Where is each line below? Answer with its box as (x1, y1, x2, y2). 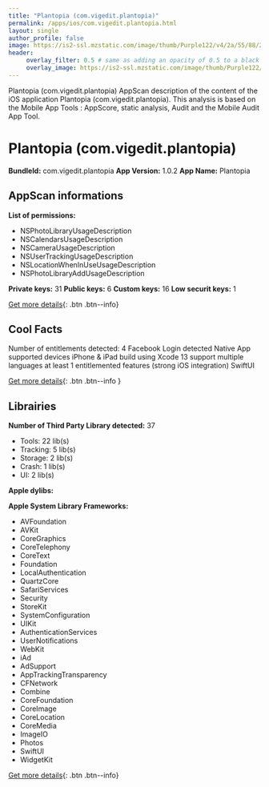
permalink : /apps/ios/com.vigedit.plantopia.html (8, 19, 178, 27)
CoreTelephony (19, 542, 70, 552)
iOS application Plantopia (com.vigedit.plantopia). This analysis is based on (8, 94, 256, 104)
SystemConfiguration (19, 610, 90, 620)
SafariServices (19, 585, 69, 595)
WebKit (19, 644, 45, 654)
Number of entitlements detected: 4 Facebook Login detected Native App (8, 343, 251, 353)
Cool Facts (8, 322, 62, 336)
